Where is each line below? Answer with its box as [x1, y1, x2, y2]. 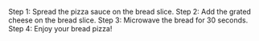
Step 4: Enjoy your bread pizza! [8, 24, 113, 33]
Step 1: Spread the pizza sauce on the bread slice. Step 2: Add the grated [8, 7, 252, 16]
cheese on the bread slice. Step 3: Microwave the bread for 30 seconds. [8, 15, 249, 25]
